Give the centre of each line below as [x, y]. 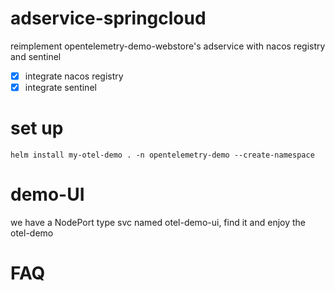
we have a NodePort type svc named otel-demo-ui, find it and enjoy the [158, 222]
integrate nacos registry [74, 76]
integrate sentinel [60, 87]
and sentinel [36, 56]
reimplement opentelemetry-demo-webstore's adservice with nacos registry [168, 46]
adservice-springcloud [108, 18]
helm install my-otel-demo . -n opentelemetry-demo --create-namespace [162, 155]
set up [37, 128]
